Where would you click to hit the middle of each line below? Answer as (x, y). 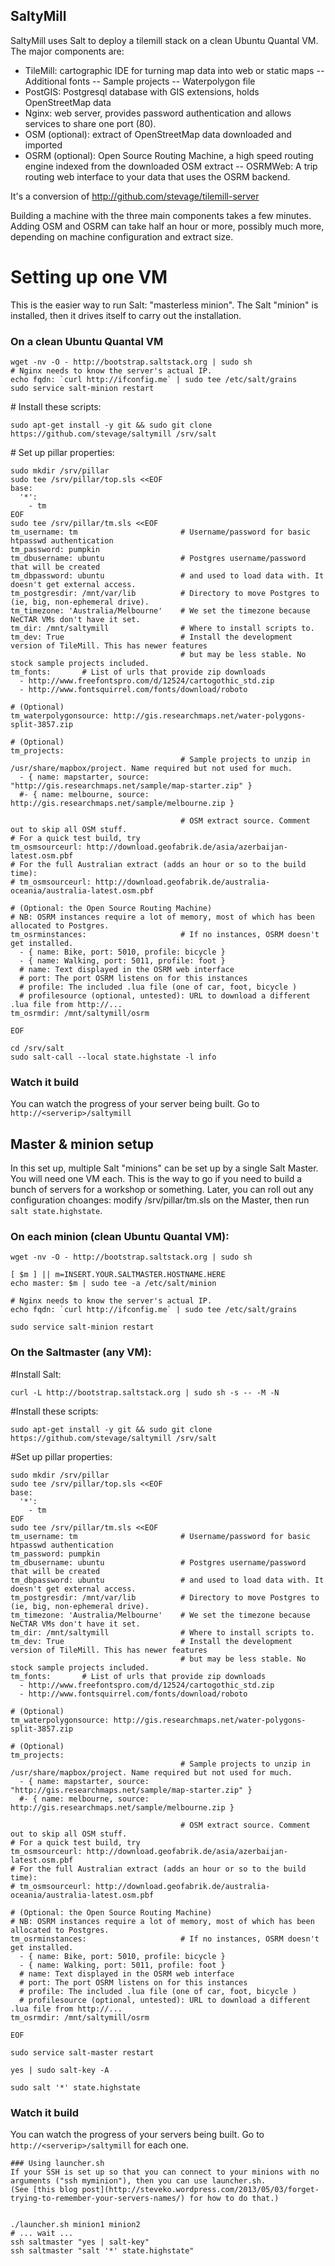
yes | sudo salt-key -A (60, 2070)
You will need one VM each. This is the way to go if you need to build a (156, 1179)
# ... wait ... (42, 2234)
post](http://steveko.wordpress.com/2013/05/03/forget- (200, 2190)
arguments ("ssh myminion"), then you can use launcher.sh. (138, 2181)
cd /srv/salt (37, 1049)
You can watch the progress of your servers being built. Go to (137, 2135)
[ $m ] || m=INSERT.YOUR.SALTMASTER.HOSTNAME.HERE (118, 1275)
